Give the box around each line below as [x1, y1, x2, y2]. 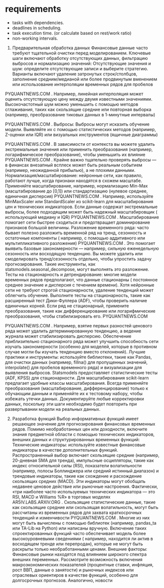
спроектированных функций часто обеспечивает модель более [12, 530, 146, 536]
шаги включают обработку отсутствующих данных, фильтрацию [12, 55, 148, 61]
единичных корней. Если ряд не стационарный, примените [5, 303, 129, 309]
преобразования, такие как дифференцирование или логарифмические [5, 308, 156, 314]
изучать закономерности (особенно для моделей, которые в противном [5, 344, 157, 349]
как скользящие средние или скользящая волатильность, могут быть [12, 504, 159, 510]
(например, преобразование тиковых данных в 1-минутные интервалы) [5, 111, 156, 117]
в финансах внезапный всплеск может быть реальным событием [5, 162, 143, 168]
